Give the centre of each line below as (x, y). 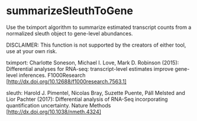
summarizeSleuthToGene (70, 11)
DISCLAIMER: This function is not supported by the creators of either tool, (96, 45)
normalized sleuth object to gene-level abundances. (70, 33)
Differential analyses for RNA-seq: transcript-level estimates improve (90, 68)
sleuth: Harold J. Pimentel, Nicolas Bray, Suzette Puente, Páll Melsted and (96, 93)
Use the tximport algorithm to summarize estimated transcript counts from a (99, 27)
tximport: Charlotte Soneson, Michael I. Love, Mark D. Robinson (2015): (93, 63)
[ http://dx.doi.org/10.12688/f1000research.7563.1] (67, 81)
